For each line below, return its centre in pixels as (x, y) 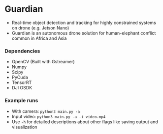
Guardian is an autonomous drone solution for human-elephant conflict (84, 33)
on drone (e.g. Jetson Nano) (40, 27)
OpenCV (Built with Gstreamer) (43, 62)
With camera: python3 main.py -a (46, 111)
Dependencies (22, 51)
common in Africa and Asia (39, 38)
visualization (24, 127)
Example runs (21, 101)
